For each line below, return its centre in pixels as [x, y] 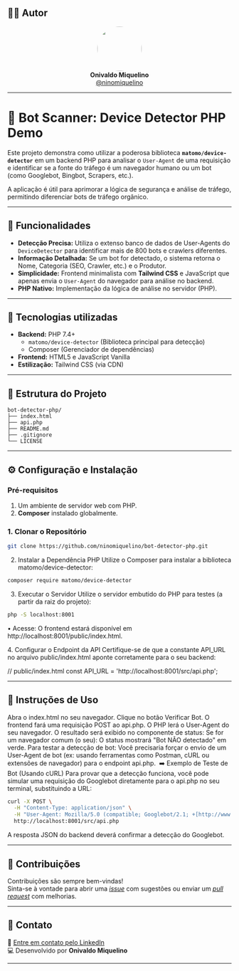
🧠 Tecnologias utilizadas [63, 317]
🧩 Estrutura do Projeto [57, 393]
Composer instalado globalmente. [68, 513]
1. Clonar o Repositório [47, 531]
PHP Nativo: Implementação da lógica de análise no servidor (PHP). [117, 288]
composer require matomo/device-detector [70, 581]
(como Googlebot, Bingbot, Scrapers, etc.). [70, 175]
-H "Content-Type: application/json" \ [73, 808]
